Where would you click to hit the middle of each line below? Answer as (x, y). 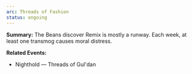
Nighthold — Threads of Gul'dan (55, 64)
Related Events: (26, 52)
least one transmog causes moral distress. (59, 41)
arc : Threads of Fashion (38, 12)
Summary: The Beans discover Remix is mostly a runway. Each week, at (97, 34)
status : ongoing (27, 17)
